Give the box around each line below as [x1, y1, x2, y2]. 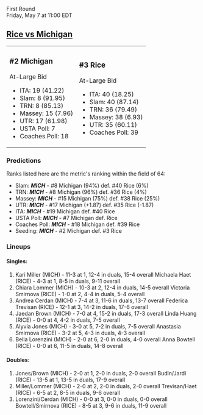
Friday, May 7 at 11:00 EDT [6, 12, 73, 19]
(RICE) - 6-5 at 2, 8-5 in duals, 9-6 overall [15, 389, 120, 397]
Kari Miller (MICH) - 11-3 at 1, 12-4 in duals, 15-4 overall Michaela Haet [15, 271, 191, 278]
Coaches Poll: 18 [20, 132, 69, 140]
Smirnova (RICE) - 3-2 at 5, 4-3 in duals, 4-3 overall [15, 329, 145, 337]
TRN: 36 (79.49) [89, 105, 137, 113]
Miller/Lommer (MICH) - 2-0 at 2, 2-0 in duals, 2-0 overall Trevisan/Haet [15, 383, 197, 390]
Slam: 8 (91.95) [20, 94, 65, 102]
